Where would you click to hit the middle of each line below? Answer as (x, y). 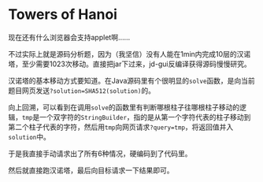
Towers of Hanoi (63, 15)
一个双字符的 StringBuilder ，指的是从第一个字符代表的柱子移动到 (145, 117)
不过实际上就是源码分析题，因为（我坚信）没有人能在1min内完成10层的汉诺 (130, 54)
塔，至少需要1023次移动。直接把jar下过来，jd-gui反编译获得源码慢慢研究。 (130, 64)
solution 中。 (30, 136)
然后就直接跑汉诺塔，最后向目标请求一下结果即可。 (91, 170)
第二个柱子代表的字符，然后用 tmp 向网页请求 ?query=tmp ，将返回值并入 (121, 127)
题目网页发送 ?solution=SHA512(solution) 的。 (82, 90)
